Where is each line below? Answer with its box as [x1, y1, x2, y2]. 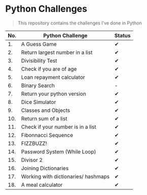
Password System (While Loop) [21, 148, 96, 155]
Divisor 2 [21, 156, 43, 163]
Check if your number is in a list [21, 123, 96, 130]
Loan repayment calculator [21, 73, 85, 80]
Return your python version [21, 90, 86, 97]
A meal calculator [21, 181, 63, 188]
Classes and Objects [21, 106, 70, 114]
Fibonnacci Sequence [21, 131, 73, 138]
